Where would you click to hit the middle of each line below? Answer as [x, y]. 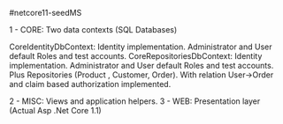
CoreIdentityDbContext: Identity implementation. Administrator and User [141, 47]
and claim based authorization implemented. [90, 84]
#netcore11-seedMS [46, 13]
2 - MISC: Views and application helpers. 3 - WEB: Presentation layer [135, 101]
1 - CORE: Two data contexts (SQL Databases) [93, 29]
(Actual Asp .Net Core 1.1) [55, 110]
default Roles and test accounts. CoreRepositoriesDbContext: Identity [136, 56]
